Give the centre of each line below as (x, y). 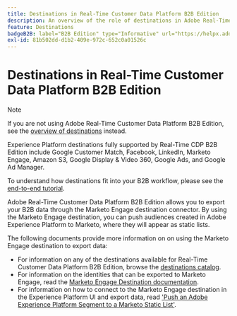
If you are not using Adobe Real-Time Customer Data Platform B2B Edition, (116, 124)
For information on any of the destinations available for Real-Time (113, 259)
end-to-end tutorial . (36, 189)
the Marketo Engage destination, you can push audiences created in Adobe (117, 217)
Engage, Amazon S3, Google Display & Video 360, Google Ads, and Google (116, 160)
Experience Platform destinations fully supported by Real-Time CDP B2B (113, 145)
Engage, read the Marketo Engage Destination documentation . (108, 282)
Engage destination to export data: (57, 246)
